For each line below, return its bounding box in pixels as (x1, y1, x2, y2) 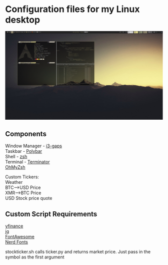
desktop (5, 14, 40, 26)
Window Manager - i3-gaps (5, 143, 62, 149)
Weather (5, 179, 23, 185)
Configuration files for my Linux (5, 4, 140, 15)
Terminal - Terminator (5, 159, 50, 165)
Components (5, 129, 46, 138)
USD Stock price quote (5, 195, 52, 201)
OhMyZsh (5, 164, 26, 170)
